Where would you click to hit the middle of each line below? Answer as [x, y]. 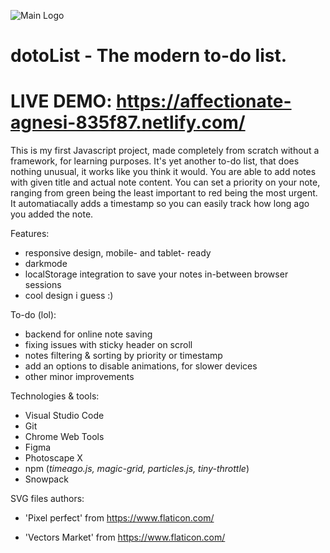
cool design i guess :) [69, 296]
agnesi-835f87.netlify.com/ [128, 122]
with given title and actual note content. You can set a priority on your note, [165, 182]
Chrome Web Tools [64, 437]
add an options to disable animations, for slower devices [141, 366]
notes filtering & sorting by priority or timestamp [123, 356]
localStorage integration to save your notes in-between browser [156, 274]
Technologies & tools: [55, 396]
